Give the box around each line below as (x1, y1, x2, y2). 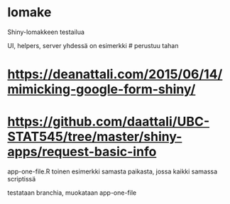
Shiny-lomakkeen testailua (7, 28, 85, 36)
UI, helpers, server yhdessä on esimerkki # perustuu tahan (7, 41, 179, 50)
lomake (7, 4, 52, 21)
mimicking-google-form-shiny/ (7, 81, 196, 98)
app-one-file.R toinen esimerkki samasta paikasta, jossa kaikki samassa (7, 167, 218, 176)
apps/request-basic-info (7, 144, 157, 160)
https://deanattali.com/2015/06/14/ (7, 67, 223, 82)
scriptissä (7, 175, 36, 183)
